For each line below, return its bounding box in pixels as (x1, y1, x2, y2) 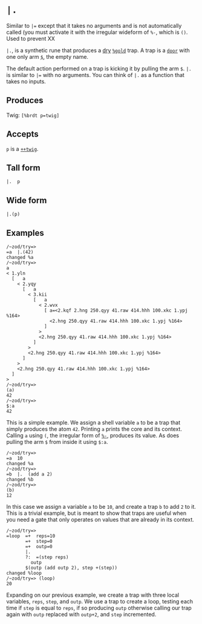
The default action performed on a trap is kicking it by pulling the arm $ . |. (6, 65, 192, 72)
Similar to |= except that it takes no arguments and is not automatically (6, 22, 182, 29)
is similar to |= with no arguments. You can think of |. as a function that (6, 71, 184, 78)
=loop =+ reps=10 (6, 533, 56, 539)
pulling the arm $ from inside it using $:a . (6, 438, 108, 445)
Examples (6, 227, 44, 238)
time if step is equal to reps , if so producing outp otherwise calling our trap (6, 605, 192, 611)
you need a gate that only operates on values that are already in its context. (6, 516, 195, 523)
